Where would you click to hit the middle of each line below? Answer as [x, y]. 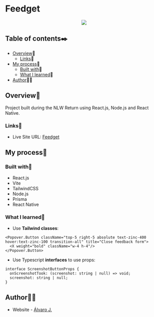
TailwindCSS [25, 188]
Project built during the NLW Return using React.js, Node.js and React [77, 108]
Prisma [20, 199]
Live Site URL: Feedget [36, 137]
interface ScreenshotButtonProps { [42, 269]
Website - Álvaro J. [32, 309]
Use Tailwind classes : [35, 228]
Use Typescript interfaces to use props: [54, 260]
